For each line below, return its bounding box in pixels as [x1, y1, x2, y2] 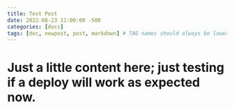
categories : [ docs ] [7, 23, 64, 30]
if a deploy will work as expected [7, 75, 201, 91]
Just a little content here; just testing [7, 60, 225, 75]
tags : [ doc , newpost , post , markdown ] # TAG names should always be [7, 29, 210, 37]
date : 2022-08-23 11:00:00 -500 [7, 17, 101, 24]
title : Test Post [7, 10, 58, 17]
